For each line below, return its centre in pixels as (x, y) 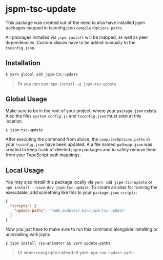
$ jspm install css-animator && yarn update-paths (58, 243)
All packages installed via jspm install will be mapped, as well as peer (77, 37)
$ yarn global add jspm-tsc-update (42, 74)
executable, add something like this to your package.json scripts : (71, 192)
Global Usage (26, 99)
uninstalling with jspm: (28, 234)
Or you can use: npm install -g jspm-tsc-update (67, 84)
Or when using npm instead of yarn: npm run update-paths (76, 252)
